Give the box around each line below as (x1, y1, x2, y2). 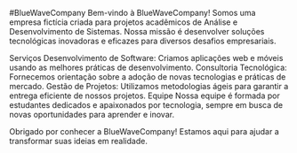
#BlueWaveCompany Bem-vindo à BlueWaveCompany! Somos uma (9, 8, 256, 18)
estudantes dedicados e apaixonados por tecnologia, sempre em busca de (9, 100, 283, 110)
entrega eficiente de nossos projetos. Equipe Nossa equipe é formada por (9, 90, 280, 101)
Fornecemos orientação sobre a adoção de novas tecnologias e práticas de (9, 72, 286, 82)
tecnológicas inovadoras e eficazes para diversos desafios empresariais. (9, 35, 277, 46)
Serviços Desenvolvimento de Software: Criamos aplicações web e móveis (9, 53, 284, 63)
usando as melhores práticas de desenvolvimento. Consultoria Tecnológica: (9, 62, 287, 73)
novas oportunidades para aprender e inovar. (9, 110, 175, 119)
